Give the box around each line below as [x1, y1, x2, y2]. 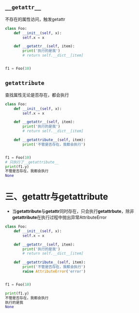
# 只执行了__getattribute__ [5, 160, 59, 165]
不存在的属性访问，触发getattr [5, 16, 66, 22]
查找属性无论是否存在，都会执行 [5, 92, 69, 98]
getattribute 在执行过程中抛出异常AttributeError [12, 214, 107, 220]
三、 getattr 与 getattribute [5, 191, 108, 202]
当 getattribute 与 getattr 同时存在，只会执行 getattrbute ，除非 [12, 209, 135, 214]
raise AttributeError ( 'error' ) [22, 269, 86, 274]
